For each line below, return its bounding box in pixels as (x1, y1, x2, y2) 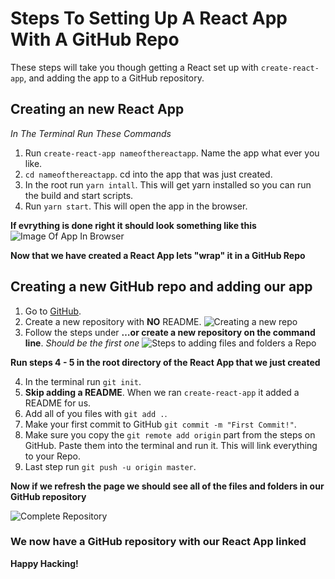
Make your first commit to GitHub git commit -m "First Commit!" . (24, 418, 297, 430)
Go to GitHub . (24, 305, 82, 317)
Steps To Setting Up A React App (10, 7, 288, 30)
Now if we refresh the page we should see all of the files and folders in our (10, 480, 325, 492)
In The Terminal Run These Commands (10, 127, 172, 139)
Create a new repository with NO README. (24, 315, 202, 327)
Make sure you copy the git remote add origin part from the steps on (24, 428, 316, 441)
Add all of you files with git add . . (24, 407, 168, 419)
